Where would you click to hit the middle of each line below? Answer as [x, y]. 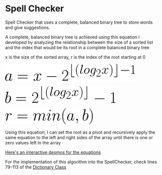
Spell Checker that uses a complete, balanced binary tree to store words [79, 22]
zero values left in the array [33, 142]
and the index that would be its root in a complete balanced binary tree [77, 47]
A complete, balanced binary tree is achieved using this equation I [73, 37]
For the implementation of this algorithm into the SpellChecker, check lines [81, 162]
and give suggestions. [28, 27]
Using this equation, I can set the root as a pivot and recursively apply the [80, 132]
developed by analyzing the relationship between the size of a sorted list [79, 42]
